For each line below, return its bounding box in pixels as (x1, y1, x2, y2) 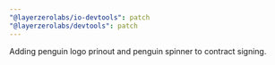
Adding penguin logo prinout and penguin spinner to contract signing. (9, 45, 267, 56)
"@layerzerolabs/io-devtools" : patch (9, 12, 150, 22)
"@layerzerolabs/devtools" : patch (9, 21, 139, 30)
